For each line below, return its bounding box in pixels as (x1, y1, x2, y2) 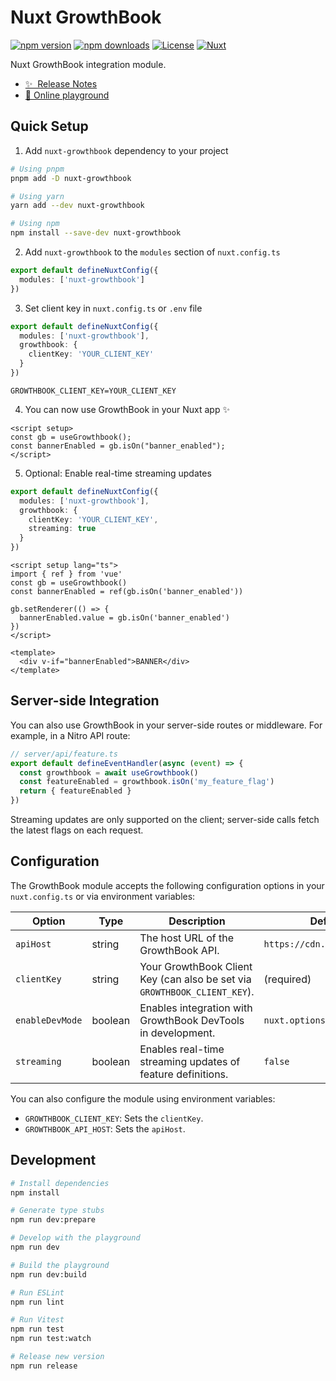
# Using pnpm (10, 164, 65, 174)
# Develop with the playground (10, 1233, 141, 1243)
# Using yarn (10, 191, 65, 201)
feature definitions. (139, 1067, 229, 1081)
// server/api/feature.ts (10, 749, 118, 759)
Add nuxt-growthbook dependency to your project (24, 144, 229, 156)
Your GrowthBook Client (139, 959, 253, 973)
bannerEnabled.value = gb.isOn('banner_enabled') (19, 613, 230, 623)
